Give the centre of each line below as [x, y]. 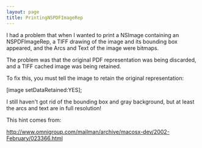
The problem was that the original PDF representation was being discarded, [101, 60]
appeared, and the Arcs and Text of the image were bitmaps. [83, 48]
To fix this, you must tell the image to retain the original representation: [95, 78]
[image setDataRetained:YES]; [44, 90]
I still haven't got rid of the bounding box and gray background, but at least [100, 102]
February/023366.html [34, 138]
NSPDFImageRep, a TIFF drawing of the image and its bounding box [92, 41]
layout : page [23, 12]
